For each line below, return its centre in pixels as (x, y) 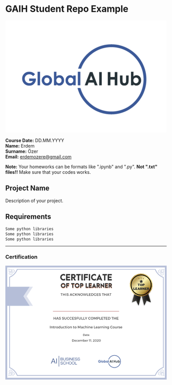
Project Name (27, 188)
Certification (21, 257)
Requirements (28, 217)
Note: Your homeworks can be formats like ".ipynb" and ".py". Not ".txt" (81, 167)
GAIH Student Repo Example (67, 9)
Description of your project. (34, 200)
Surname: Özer (22, 151)
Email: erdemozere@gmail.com (38, 156)
